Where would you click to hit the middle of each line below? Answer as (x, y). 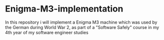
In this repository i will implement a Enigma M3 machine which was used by (81, 22)
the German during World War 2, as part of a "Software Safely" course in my (82, 27)
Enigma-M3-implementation (64, 9)
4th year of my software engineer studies (47, 32)
